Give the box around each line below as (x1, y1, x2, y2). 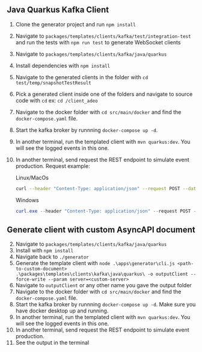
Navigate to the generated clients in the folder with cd (15, 73, 148, 80)
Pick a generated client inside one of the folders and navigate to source (15, 90, 193, 98)
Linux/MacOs (15, 174, 49, 181)
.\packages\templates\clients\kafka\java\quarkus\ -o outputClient (15, 271, 188, 278)
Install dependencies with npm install (15, 62, 111, 69)
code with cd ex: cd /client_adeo (15, 97, 98, 104)
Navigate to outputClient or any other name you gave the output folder (15, 282, 192, 289)
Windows (15, 196, 39, 203)
